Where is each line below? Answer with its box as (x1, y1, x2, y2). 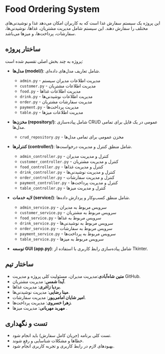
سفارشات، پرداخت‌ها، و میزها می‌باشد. (5, 30, 76, 36)
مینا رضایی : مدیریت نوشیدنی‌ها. (12, 289, 70, 295)
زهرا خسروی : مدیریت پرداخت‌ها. (12, 300, 72, 306)
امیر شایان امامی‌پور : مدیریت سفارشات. (12, 294, 86, 300)
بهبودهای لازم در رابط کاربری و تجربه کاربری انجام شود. (12, 343, 115, 349)
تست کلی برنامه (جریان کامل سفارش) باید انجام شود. (12, 333, 111, 339)
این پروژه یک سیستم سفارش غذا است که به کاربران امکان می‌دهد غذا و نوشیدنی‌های (5, 20, 161, 26)
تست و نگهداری (5, 319, 48, 328)
